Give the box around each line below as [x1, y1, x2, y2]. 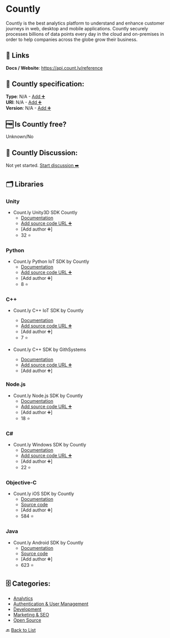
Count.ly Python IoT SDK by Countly [13, 258, 89, 264]
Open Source [13, 617, 41, 623]
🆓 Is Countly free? [6, 120, 67, 129]
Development [13, 606, 42, 612]
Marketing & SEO [13, 612, 50, 618]
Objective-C [6, 479, 37, 486]
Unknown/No [6, 134, 34, 140]
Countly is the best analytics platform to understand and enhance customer [6, 20, 165, 26]
